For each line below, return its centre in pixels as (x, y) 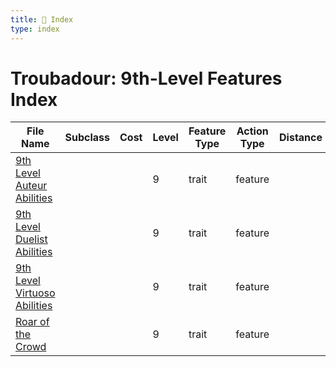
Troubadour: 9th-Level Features (146, 78)
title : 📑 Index (42, 19)
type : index (35, 29)
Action (252, 131)
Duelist (31, 239)
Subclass (87, 138)
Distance (301, 138)
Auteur (31, 186)
